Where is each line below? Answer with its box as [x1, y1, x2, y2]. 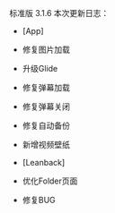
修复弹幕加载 [22, 82, 70, 92]
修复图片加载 [22, 44, 70, 55]
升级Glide [22, 64, 58, 73]
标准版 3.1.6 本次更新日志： [9, 8, 110, 18]
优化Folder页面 [22, 175, 78, 186]
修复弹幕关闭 [22, 101, 70, 112]
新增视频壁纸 [22, 140, 70, 149]
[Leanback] [22, 158, 66, 167]
